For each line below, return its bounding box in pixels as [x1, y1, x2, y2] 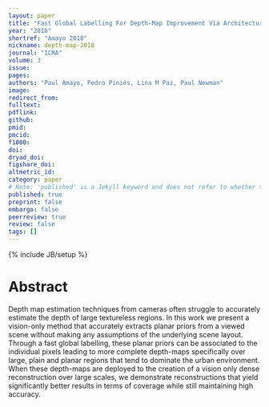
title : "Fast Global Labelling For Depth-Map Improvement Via [8, 19, 220, 27]
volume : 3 [8, 57, 42, 65]
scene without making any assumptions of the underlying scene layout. [8, 329, 243, 339]
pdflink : [8, 109, 38, 117]
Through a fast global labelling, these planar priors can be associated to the [8, 338, 258, 348]
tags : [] [8, 228, 38, 236]
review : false [8, 220, 56, 228]
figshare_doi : [8, 161, 56, 169]
